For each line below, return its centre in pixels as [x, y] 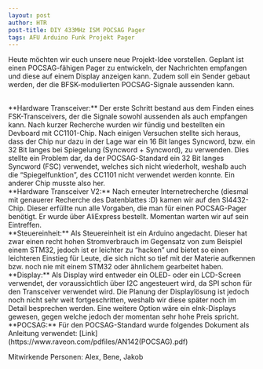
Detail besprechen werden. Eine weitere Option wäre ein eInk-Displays [122, 309]
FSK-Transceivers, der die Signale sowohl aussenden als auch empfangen [128, 117]
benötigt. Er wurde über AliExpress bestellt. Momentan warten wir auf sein [128, 217]
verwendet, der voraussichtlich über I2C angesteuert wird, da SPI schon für [130, 283]
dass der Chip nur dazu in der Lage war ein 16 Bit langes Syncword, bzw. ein [132, 141]
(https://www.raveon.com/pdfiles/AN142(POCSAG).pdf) [98, 342]
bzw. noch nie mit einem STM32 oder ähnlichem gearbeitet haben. [116, 267]
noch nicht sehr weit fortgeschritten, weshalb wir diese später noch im [122, 300]
